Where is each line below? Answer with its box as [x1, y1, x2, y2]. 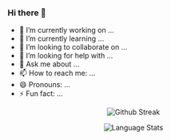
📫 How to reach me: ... [18, 68, 96, 78]
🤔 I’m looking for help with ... [18, 51, 113, 61]
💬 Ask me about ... [18, 59, 80, 69]
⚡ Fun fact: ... [18, 89, 63, 98]
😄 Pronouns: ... [18, 80, 71, 90]
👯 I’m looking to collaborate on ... [18, 42, 128, 52]
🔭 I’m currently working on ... [18, 26, 114, 35]
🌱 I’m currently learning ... [18, 34, 105, 43]
